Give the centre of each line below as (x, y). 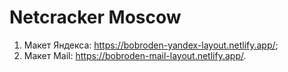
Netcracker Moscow (95, 17)
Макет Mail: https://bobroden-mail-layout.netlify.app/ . (135, 55)
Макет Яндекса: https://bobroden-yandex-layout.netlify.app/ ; (151, 45)
